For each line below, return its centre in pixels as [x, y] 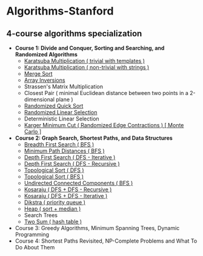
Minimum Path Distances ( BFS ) [64, 151]
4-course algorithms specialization [74, 34]
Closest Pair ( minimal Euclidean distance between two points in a [106, 93]
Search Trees [41, 215]
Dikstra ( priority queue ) [55, 202]
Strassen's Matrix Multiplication [63, 87]
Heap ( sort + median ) [52, 209]
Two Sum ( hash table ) [53, 222]
